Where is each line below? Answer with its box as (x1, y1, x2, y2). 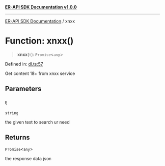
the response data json (5, 156, 52, 162)
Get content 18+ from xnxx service (5, 71, 75, 76)
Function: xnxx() (5, 35, 74, 47)
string (5, 110, 19, 116)
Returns (5, 133, 30, 142)
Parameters (5, 85, 42, 93)
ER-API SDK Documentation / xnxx (5, 18, 75, 24)
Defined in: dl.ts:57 (5, 61, 43, 67)
